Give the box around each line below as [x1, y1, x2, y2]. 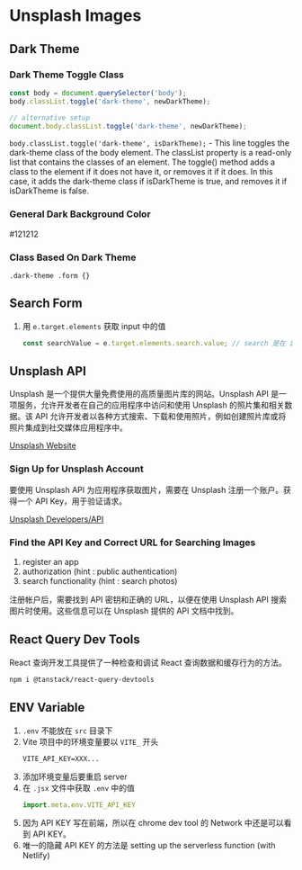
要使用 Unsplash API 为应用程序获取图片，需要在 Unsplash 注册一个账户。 [9, 484, 284, 495]
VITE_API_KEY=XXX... [22, 754, 100, 763]
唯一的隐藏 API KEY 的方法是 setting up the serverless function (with [22, 840, 276, 851]
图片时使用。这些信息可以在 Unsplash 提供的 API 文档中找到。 [9, 605, 239, 616]
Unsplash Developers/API [9, 514, 104, 525]
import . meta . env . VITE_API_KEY [22, 800, 137, 810]
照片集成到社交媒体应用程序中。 [9, 422, 128, 433]
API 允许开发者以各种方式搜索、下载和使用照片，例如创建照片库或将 [34, 411, 287, 422]
